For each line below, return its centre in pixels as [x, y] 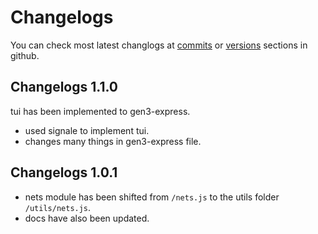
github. [25, 55]
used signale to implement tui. [87, 130]
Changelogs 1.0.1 [64, 172]
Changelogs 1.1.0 [64, 87]
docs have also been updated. [87, 218]
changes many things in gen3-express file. [113, 141]
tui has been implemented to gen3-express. [100, 111]
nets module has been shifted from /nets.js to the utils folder [152, 197]
